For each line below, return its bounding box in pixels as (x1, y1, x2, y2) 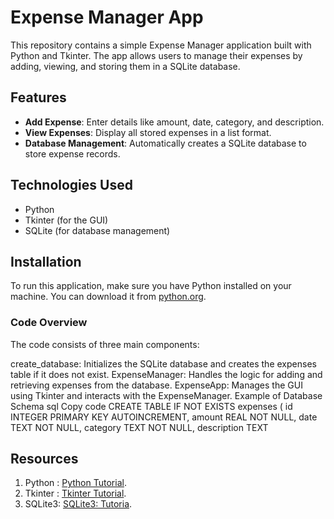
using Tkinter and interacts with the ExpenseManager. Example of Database (10, 389, 323, 401)
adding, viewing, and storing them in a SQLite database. (10, 60, 241, 72)
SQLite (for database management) (24, 224, 171, 236)
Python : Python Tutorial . (24, 477, 127, 489)
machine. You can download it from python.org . (10, 291, 207, 303)
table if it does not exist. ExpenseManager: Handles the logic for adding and (10, 368, 323, 380)
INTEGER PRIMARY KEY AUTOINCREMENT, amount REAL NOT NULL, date (10, 411, 318, 423)
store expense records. (24, 147, 121, 160)
